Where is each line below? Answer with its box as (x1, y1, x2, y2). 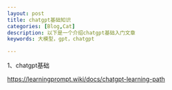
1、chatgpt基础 (7, 61, 50, 69)
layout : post (7, 10, 45, 17)
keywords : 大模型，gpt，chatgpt (7, 36, 95, 43)
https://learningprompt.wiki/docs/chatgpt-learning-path (7, 75, 165, 83)
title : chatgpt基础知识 (7, 16, 71, 23)
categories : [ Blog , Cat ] (7, 23, 76, 30)
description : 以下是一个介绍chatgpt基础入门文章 (7, 29, 136, 36)
